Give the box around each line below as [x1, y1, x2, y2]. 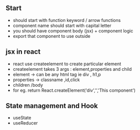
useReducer [12, 120, 38, 126]
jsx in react [5, 47, 41, 56]
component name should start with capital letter [12, 22, 112, 28]
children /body [12, 82, 43, 88]
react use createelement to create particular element [12, 61, 122, 67]
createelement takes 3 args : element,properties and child [12, 66, 132, 72]
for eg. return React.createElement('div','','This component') [12, 87, 136, 93]
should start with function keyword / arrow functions [12, 17, 121, 23]
